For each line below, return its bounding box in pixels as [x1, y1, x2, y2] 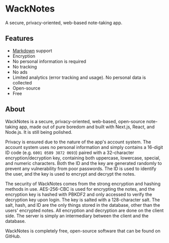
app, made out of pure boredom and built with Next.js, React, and [19, 124, 155, 130]
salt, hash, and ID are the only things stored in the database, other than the [5, 202, 160, 208]
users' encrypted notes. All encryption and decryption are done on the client [5, 207, 164, 213]
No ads [12, 69, 28, 75]
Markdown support [12, 47, 52, 53]
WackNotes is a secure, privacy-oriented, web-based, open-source [5, 118, 145, 124]
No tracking [12, 63, 37, 69]
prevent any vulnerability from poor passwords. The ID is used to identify [5, 166, 157, 172]
